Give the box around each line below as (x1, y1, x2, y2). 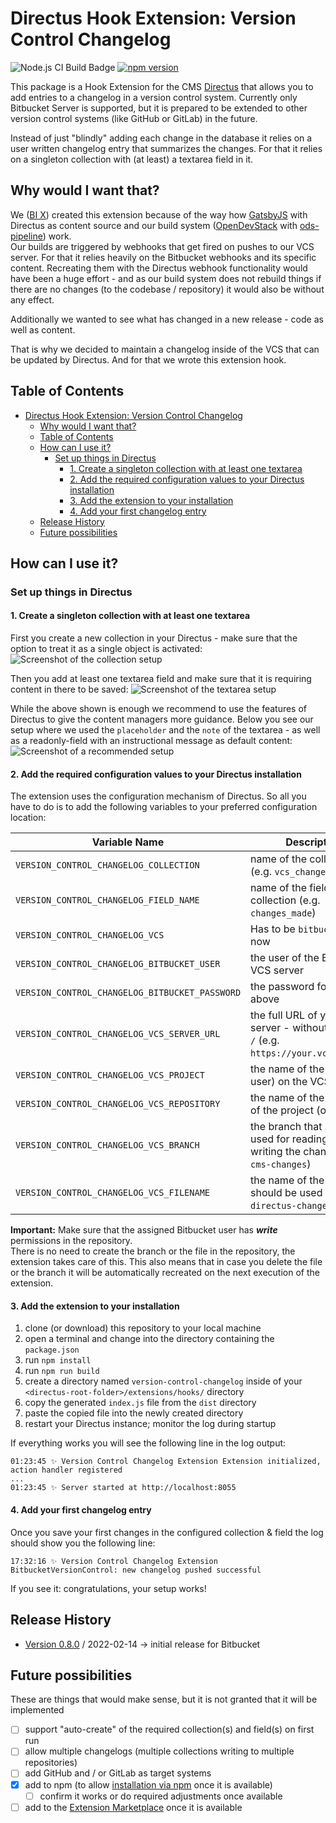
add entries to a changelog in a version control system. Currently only (10, 91, 298, 103)
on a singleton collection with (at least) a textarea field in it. (10, 153, 254, 165)
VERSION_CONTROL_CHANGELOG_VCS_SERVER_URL (15, 1028, 221, 1040)
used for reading (250, 1132, 328, 1146)
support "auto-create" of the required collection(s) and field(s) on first (24, 1723, 315, 1736)
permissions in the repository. (10, 1235, 133, 1247)
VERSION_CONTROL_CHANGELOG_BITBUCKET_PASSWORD (15, 987, 242, 999)
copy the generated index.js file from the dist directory (24, 1397, 257, 1409)
